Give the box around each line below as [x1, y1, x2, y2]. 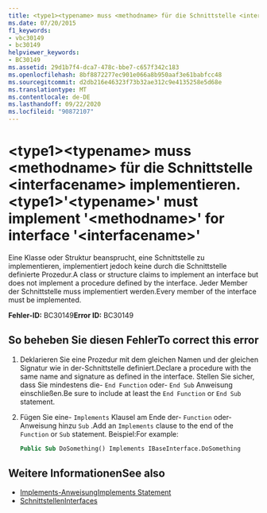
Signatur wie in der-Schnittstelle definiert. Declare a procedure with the [19, 363, 252, 372]
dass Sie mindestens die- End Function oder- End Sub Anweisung [19, 379, 233, 390]
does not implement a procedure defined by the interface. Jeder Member [8, 278, 248, 287]
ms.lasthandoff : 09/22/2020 [8, 100, 102, 108]
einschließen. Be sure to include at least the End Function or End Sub [19, 388, 242, 398]
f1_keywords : [8, 26, 52, 34]
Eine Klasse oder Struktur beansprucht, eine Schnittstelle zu [8, 252, 205, 262]
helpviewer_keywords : [8, 49, 80, 56]
